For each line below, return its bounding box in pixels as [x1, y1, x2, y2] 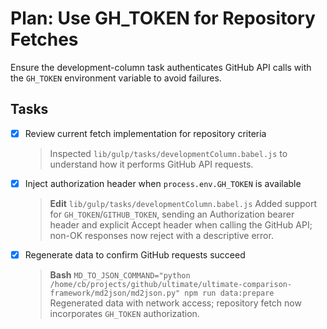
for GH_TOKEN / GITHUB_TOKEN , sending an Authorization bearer [49, 208, 295, 220]
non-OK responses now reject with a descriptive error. [49, 229, 274, 241]
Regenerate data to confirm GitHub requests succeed [24, 248, 246, 261]
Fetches [10, 28, 79, 51]
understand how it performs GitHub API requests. [49, 158, 254, 170]
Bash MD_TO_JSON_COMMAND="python [49, 268, 191, 281]
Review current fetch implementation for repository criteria [24, 127, 267, 139]
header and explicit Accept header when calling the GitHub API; [49, 218, 313, 231]
